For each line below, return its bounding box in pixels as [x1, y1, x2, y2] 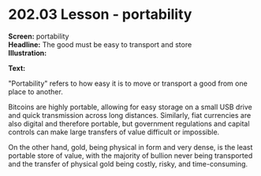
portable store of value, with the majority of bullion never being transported [8, 151, 253, 160]
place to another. [8, 86, 63, 96]
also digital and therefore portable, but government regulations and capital [8, 119, 250, 128]
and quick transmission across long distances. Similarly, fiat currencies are [8, 110, 252, 119]
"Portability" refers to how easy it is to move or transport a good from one [8, 79, 248, 88]
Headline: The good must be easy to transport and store [8, 39, 192, 49]
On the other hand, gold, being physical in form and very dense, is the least [8, 142, 253, 152]
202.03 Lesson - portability [8, 5, 192, 24]
